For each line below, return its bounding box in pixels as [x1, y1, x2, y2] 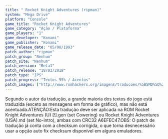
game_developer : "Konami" [5, 36, 59, 41]
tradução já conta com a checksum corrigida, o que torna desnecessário [5, 122, 155, 128]
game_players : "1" [5, 31, 43, 36]
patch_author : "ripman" [5, 49, 55, 54]
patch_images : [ [5, 82, 39, 87]
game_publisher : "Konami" [5, 40, 59, 45]
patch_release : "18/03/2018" [5, 68, 66, 73]
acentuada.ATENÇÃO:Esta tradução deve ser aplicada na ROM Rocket [5, 106, 150, 112]
